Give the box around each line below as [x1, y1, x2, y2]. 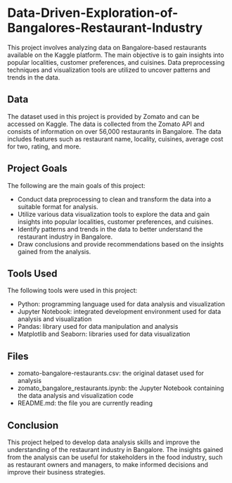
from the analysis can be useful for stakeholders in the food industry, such [7, 453, 223, 461]
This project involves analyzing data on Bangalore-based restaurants [7, 43, 207, 51]
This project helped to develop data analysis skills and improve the [7, 438, 200, 446]
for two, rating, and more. [7, 142, 82, 151]
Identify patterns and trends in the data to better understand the [17, 225, 203, 233]
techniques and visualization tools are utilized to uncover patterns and [7, 65, 211, 74]
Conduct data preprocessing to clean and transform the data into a [17, 195, 212, 203]
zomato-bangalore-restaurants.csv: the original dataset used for [17, 369, 205, 377]
